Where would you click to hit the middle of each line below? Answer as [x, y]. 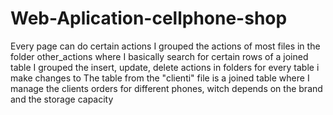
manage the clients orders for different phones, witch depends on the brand [166, 88]
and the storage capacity [62, 99]
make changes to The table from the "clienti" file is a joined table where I [160, 78]
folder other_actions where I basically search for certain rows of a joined [159, 56]
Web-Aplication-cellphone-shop [149, 18]
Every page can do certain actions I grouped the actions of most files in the [165, 46]
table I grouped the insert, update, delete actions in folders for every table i [165, 67]
